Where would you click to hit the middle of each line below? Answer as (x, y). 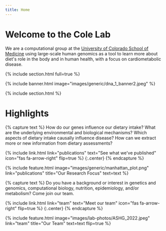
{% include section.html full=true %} (43, 74)
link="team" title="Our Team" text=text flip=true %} (58, 223)
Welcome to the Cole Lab (58, 34)
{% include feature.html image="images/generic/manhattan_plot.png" (77, 168)
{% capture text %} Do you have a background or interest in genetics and (81, 183)
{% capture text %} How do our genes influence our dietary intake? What (80, 127)
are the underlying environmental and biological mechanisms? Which (76, 132)
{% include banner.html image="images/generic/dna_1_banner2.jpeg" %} (80, 83)
